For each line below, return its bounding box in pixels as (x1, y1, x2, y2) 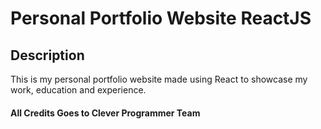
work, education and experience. (10, 84, 147, 96)
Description (10, 47, 85, 64)
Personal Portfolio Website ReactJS (10, 7, 312, 30)
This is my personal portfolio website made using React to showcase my (10, 73, 308, 85)
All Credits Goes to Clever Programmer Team (10, 107, 201, 119)
